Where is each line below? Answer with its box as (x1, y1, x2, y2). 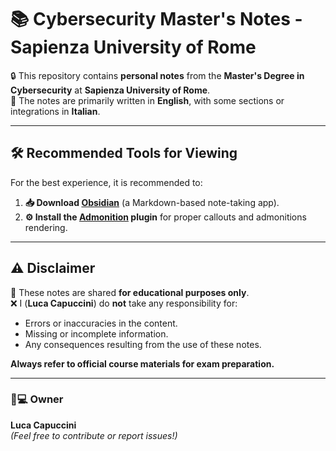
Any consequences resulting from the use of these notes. (24, 338, 262, 350)
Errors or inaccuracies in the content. (24, 317, 178, 329)
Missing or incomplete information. (24, 327, 169, 340)
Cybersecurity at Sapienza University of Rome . (10, 84, 211, 96)
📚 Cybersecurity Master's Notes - (10, 8, 303, 31)
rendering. (24, 221, 68, 233)
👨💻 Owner (10, 392, 64, 406)
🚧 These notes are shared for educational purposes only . (10, 286, 250, 298)
